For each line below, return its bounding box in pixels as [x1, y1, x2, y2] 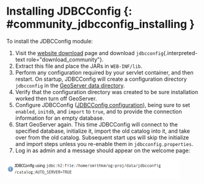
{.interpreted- [163, 49, 198, 56]
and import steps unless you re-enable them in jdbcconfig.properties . [15, 140, 194, 147]
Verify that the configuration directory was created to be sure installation [15, 88, 199, 95]
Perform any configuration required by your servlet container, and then [15, 68, 194, 76]
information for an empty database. [15, 114, 105, 122]
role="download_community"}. [26, 56, 104, 63]
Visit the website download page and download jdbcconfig [15, 49, 164, 56]
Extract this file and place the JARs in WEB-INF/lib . [15, 62, 142, 70]
